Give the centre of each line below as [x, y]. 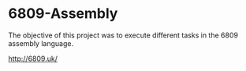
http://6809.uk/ [33, 59]
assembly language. [41, 43]
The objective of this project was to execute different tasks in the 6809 [123, 35]
